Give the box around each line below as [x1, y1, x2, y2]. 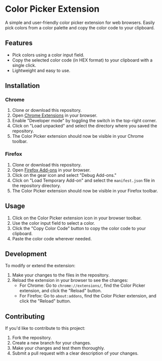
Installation [5, 82, 40, 90]
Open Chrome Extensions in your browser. [12, 112, 98, 118]
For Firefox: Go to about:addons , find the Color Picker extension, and [19, 293, 157, 299]
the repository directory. [12, 182, 61, 189]
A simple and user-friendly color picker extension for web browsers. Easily [5, 20, 155, 25]
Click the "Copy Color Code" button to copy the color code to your [12, 225, 146, 231]
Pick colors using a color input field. [12, 52, 84, 58]
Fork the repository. [12, 335, 52, 340]
